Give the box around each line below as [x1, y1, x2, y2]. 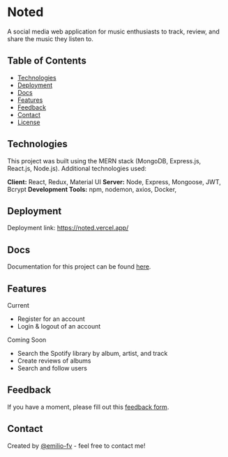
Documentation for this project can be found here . [7, 262, 151, 271]
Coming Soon [7, 336, 47, 344]
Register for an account [17, 315, 85, 323]
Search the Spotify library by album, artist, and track [17, 350, 168, 357]
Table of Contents [7, 55, 87, 67]
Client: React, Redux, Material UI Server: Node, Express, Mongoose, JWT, [7, 177, 221, 186]
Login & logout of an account [17, 322, 101, 330]
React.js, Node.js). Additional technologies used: [7, 164, 147, 172]
